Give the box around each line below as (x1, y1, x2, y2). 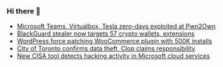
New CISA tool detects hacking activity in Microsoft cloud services (16, 52, 210, 60)
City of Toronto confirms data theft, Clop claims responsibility (16, 45, 196, 53)
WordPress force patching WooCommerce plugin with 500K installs (16, 37, 212, 45)
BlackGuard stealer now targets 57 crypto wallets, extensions (16, 29, 195, 38)
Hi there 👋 (6, 6, 42, 16)
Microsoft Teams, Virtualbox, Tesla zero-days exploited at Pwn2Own (16, 22, 216, 31)
